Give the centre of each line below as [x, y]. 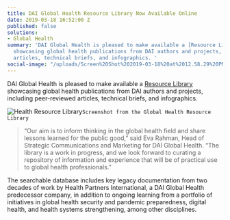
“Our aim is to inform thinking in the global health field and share [115, 130]
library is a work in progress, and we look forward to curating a [112, 152]
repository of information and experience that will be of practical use [120, 160]
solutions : [23, 32]
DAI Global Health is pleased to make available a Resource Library [100, 83]
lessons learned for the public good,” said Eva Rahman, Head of [114, 138]
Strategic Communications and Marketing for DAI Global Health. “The [122, 145]
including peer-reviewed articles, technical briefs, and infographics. [102, 98]
